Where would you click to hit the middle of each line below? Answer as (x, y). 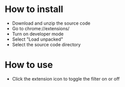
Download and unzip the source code (51, 23)
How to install (34, 9)
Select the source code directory (46, 44)
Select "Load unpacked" (38, 39)
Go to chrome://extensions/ (41, 28)
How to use (29, 65)
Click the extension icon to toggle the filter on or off (66, 78)
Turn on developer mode (38, 34)
